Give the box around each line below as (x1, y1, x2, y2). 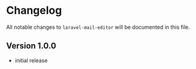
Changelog (6, 4, 62, 17)
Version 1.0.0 (6, 41, 57, 51)
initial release (14, 56, 48, 64)
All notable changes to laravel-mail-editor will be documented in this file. (6, 23, 190, 31)
